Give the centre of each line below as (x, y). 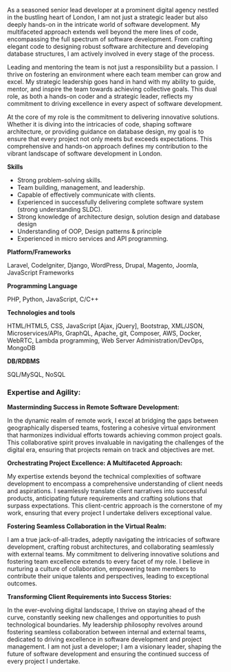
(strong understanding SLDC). (59, 209)
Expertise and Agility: (44, 392)
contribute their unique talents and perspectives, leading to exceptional (108, 576)
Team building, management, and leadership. (81, 187)
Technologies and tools (41, 313)
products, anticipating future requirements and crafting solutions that (105, 499)
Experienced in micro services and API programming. (92, 239)
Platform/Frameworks (39, 252)
